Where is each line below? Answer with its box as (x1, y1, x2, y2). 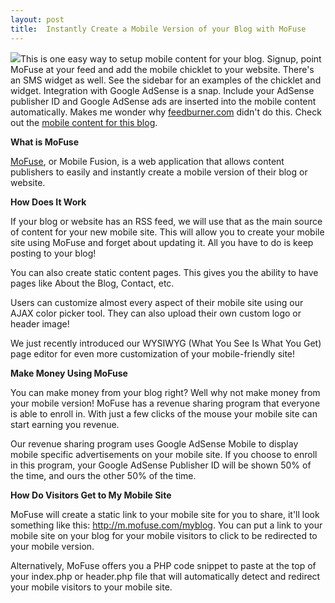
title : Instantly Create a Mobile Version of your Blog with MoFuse (10, 24, 307, 34)
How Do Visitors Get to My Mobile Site (10, 489, 172, 501)
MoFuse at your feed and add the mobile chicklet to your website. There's (10, 63, 315, 75)
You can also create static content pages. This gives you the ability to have (10, 266, 319, 278)
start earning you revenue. (10, 418, 120, 430)
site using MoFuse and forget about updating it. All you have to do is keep (10, 236, 314, 248)
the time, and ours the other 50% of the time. (10, 469, 197, 481)
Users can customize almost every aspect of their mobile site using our (10, 296, 304, 308)
